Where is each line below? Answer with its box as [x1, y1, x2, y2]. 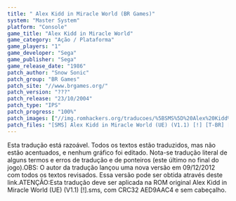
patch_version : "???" [7, 89, 71, 96]
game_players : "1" [7, 43, 61, 50]
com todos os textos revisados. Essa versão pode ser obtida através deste [7, 170, 223, 179]
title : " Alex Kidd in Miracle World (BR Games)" [7, 10, 156, 18]
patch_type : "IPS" [7, 102, 61, 109]
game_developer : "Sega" [7, 50, 77, 57]
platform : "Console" [7, 23, 68, 30]
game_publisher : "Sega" [7, 56, 77, 63]
